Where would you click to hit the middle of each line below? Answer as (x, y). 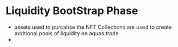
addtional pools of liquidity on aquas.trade (67, 33)
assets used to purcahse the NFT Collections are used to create (93, 27)
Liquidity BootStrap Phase (72, 11)
